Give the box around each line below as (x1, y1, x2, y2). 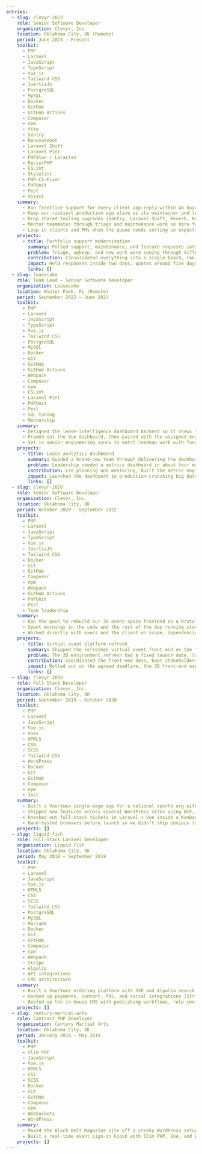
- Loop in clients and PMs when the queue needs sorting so (22, 227, 176, 233)
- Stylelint (22, 171, 52, 177)
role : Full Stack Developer (17, 680, 87, 686)
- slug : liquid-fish (11, 831, 63, 837)
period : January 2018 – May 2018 (17, 1032, 101, 1038)
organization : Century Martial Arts (17, 1021, 109, 1028)
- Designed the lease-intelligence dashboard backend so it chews (22, 428, 192, 434)
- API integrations (22, 971, 71, 977)
